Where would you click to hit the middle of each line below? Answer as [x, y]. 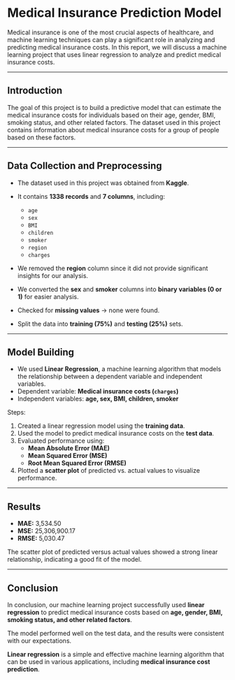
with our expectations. [40, 641]
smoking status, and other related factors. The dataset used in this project [114, 122]
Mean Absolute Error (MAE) [69, 448]
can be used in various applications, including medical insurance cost [109, 662]
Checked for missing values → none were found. [88, 310]
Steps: [16, 412]
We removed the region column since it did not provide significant [113, 268]
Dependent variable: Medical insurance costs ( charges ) [98, 391]
